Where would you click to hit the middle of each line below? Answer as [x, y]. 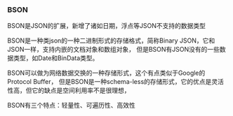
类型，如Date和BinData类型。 [56, 58]
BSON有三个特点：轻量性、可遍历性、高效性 [71, 106]
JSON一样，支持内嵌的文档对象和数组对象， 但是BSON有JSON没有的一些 [113, 50]
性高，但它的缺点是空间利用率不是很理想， [69, 90]
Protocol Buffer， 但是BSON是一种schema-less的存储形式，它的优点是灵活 [116, 82]
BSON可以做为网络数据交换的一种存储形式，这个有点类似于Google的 [106, 73]
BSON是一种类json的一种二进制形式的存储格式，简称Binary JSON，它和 [111, 41]
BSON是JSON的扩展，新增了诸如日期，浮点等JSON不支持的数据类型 [106, 26]
